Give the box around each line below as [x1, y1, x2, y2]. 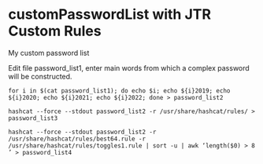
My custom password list [8, 48, 90, 57]
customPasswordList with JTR [8, 5, 211, 24]
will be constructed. [8, 71, 72, 81]
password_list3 [8, 114, 58, 122]
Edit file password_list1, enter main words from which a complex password [8, 63, 250, 72]
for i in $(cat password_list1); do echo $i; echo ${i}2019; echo [8, 86, 231, 95]
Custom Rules [8, 22, 102, 40]
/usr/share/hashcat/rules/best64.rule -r [8, 135, 146, 143]
